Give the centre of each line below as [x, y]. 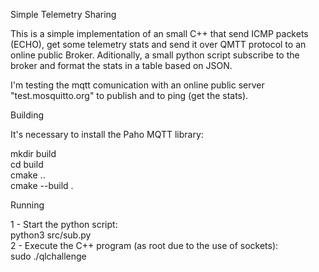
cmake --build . [42, 185]
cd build [27, 164]
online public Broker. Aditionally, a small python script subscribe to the [155, 55]
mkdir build [33, 153]
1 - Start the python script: [64, 224]
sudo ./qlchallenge [48, 256]
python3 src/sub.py [51, 235]
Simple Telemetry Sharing [63, 14]
